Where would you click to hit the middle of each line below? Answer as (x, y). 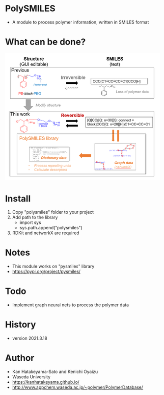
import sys (30, 222)
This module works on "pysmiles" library (53, 266)
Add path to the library (35, 217)
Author (20, 358)
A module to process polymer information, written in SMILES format (81, 22)
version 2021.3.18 (30, 338)
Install (18, 198)
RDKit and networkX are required (46, 233)
